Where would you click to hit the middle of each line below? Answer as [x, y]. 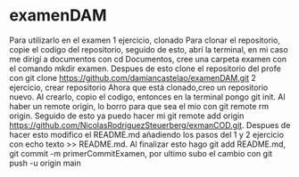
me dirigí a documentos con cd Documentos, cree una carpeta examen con [148, 59]
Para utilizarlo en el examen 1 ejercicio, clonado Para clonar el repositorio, [145, 40]
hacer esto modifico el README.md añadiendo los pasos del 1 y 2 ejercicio [146, 134]
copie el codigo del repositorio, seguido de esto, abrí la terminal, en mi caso [149, 49]
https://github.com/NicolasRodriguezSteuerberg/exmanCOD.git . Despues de [150, 125]
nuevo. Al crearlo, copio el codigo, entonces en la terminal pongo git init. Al [147, 97]
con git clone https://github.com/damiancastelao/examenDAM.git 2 [133, 77]
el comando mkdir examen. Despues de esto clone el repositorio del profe [145, 68]
